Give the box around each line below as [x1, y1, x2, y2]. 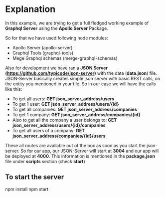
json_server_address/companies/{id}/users [12, 133, 106, 139]
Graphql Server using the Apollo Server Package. [5, 25, 109, 31]
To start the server [5, 173, 64, 182]
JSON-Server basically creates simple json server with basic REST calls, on [5, 75, 161, 81]
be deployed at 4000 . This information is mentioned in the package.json [5, 153, 156, 159]
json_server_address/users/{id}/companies [12, 122, 106, 128]
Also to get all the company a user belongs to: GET [12, 117, 117, 123]
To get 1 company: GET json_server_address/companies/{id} [12, 111, 141, 118]
